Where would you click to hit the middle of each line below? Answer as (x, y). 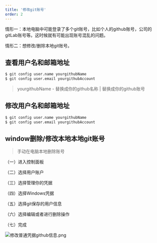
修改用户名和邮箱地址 (37, 106)
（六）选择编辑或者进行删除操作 (37, 214)
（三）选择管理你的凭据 (29, 183)
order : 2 (14, 14)
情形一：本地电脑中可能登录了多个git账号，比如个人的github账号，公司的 (78, 29)
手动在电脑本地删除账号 (41, 151)
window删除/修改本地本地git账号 (55, 139)
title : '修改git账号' (26, 10)
